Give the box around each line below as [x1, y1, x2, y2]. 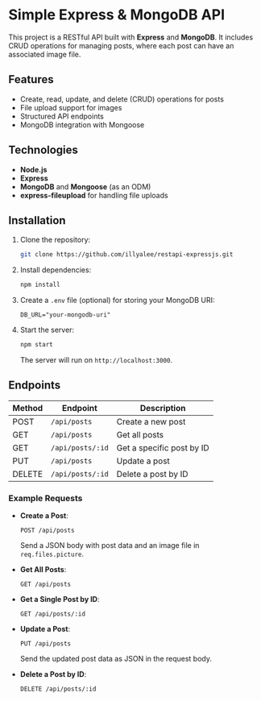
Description [139, 402, 186, 413]
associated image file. [8, 49, 81, 59]
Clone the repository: [19, 235, 91, 245]
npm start [19, 341, 54, 349]
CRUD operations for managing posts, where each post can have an [8, 40, 234, 50]
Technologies [8, 143, 79, 157]
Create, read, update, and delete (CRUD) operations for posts [19, 94, 224, 104]
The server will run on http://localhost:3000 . [19, 355, 173, 364]
